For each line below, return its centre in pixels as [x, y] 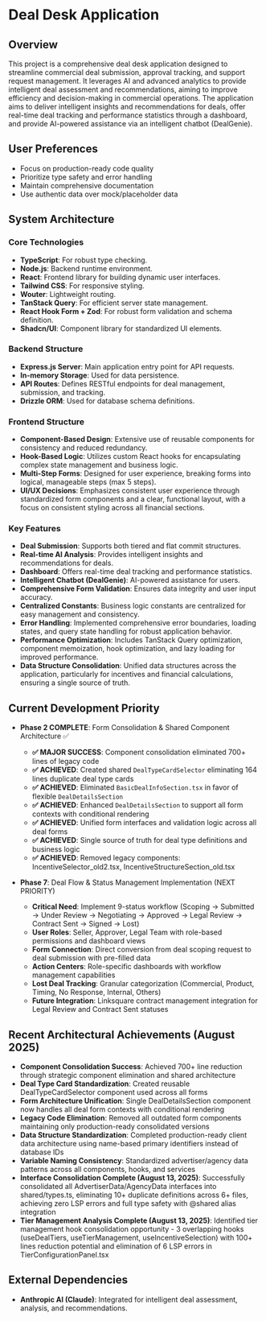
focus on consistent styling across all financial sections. [112, 508]
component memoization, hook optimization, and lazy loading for [127, 649]
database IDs [42, 1152]
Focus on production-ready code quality [87, 168]
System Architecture [61, 219]
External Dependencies [68, 1280]
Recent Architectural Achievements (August [122, 1035]
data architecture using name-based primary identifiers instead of [129, 1144]
